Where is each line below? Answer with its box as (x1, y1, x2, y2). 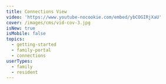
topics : (6, 36, 25, 42)
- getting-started (11, 42, 57, 48)
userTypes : (6, 58, 33, 64)
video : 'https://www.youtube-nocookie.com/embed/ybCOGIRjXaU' (6, 14, 162, 20)
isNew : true (6, 25, 35, 31)
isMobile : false (6, 31, 46, 37)
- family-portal (11, 47, 51, 53)
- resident (11, 69, 38, 75)
